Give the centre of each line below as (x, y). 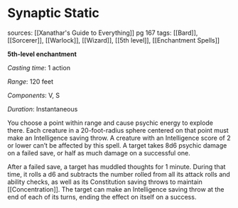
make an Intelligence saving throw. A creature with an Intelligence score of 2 (119, 138)
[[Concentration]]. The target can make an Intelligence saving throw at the (116, 189)
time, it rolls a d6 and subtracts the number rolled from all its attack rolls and (119, 174)
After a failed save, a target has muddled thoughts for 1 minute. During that (117, 166)
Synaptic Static (53, 13)
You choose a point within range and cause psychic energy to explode (110, 123)
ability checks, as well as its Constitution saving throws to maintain (105, 182)
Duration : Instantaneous (43, 109)
